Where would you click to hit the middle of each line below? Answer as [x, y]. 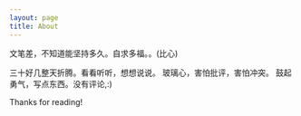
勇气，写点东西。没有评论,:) [61, 83]
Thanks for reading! [46, 101]
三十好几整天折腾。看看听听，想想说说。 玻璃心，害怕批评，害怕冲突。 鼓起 [150, 72]
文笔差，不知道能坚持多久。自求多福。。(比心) [94, 53]
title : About [34, 26]
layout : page [34, 18]
